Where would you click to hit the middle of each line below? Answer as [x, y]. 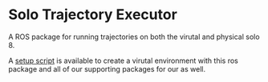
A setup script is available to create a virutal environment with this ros [123, 61]
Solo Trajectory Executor [93, 15]
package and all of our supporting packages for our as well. [107, 68]
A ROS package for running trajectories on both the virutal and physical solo [134, 37]
